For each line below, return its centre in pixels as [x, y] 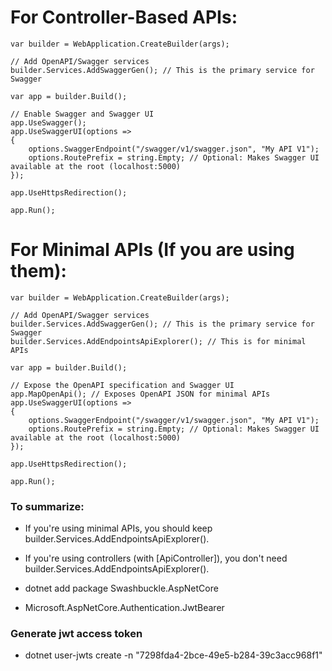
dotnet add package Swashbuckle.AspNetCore [121, 588]
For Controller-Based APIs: [124, 17]
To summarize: [47, 506]
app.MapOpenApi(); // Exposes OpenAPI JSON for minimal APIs [140, 394]
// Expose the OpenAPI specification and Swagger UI [122, 385]
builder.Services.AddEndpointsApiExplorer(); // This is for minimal [158, 341]
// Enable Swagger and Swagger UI [82, 114]
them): [38, 271]
